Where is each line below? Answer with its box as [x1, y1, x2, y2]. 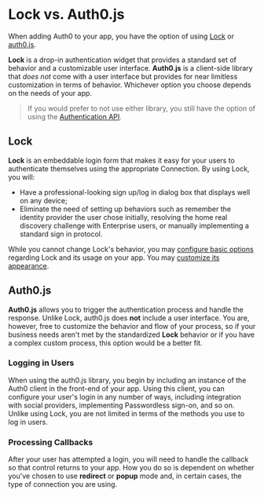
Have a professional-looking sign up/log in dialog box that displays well [19, 187, 251, 197]
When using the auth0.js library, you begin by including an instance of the [8, 375, 247, 385]
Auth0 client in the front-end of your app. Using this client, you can [8, 383, 225, 393]
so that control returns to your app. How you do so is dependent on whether [8, 463, 255, 473]
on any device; [19, 196, 68, 205]
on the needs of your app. [8, 88, 93, 97]
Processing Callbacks [8, 437, 93, 448]
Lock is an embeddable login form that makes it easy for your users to [8, 155, 236, 165]
